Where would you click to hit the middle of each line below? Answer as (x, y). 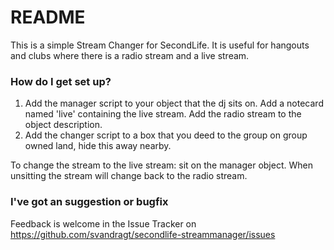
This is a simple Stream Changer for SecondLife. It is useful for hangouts (160, 45)
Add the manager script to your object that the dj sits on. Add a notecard (174, 103)
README (48, 17)
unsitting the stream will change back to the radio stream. (129, 176)
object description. (63, 125)
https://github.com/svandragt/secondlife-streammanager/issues (143, 234)
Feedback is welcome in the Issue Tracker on (103, 223)
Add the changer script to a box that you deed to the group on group (166, 135)
